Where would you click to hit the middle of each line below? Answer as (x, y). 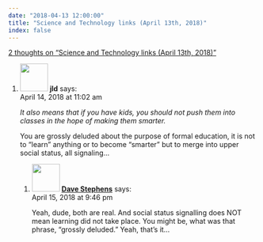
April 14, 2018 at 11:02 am (61, 97)
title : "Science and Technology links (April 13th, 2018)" (108, 23)
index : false (30, 30)
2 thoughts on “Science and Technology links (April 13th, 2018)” (112, 53)
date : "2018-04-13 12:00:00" (56, 15)
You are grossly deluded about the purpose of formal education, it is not (137, 136)
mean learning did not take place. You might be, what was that (133, 221)
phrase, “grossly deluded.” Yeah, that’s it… (101, 229)
